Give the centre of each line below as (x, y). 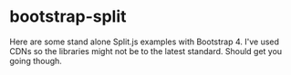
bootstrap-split (68, 17)
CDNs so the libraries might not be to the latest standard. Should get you (146, 51)
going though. (36, 61)
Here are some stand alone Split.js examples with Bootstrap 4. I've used (145, 42)
